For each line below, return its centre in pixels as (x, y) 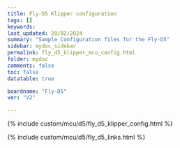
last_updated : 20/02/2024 (45, 33)
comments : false (31, 66)
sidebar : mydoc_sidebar (42, 46)
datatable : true (31, 79)
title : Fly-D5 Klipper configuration (62, 14)
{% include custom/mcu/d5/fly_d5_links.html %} (76, 138)
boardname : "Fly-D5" (37, 91)
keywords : (22, 27)
